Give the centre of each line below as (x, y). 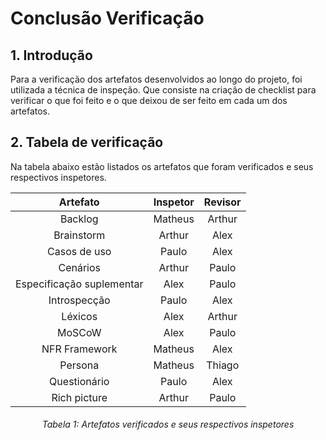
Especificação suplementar (79, 284)
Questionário (79, 381)
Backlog (79, 219)
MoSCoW (79, 332)
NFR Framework (79, 349)
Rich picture (79, 397)
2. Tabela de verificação (87, 142)
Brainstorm (79, 235)
